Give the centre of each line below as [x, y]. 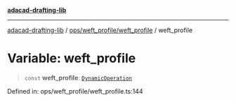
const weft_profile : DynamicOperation [78, 78]
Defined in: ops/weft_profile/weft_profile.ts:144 [75, 91]
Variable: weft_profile [72, 58]
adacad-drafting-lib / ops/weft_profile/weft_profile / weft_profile [100, 30]
